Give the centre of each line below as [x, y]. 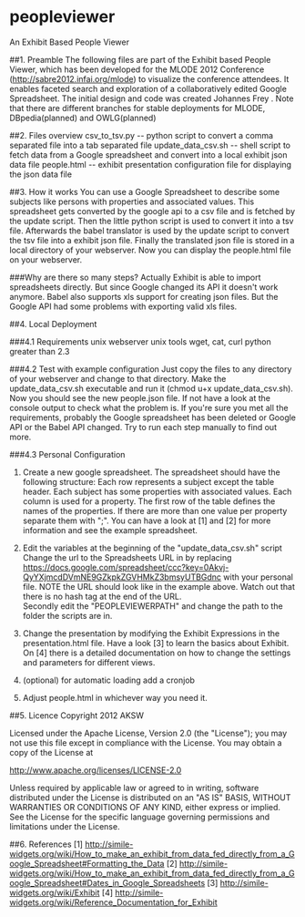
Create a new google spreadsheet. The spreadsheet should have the [151, 472]
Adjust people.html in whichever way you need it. [115, 697]
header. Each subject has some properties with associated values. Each [157, 491]
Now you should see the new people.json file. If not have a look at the [140, 397]
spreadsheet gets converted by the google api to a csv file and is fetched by [152, 211]
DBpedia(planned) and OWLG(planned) [83, 118]
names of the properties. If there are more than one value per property [155, 510]
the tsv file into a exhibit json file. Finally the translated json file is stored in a [152, 240]
